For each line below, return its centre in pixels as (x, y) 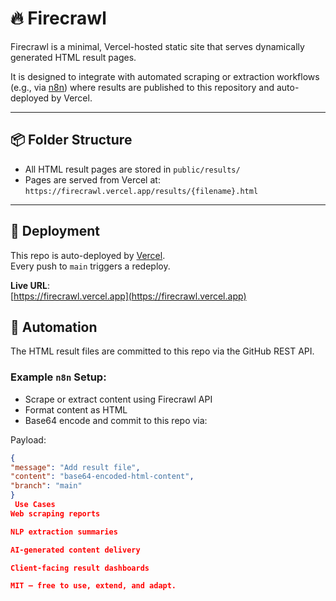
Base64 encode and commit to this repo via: (116, 420)
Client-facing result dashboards (80, 568)
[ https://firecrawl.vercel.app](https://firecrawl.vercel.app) (128, 296)
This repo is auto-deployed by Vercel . (88, 255)
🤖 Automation (54, 327)
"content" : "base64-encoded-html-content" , (102, 477)
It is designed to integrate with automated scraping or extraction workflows (165, 76)
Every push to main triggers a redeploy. (90, 266)
